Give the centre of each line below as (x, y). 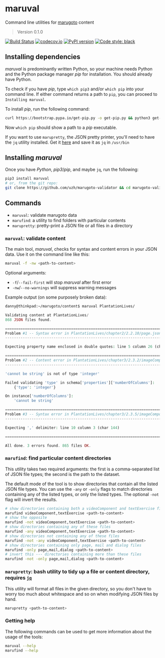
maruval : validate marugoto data (44, 215)
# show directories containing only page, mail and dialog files (73, 545)
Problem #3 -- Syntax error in (37, 414)
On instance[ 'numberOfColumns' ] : (39, 396)
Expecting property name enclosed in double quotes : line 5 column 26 (79, 347)
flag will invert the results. (31, 500)
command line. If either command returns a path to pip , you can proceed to (81, 94)
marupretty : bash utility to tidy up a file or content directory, (77, 572)
